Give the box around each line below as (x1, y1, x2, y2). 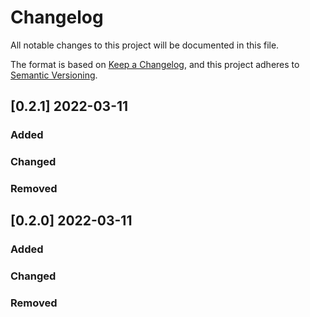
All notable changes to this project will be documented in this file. (10, 39, 280, 51)
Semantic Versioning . (10, 69, 98, 81)
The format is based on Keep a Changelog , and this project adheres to (10, 58, 300, 70)
